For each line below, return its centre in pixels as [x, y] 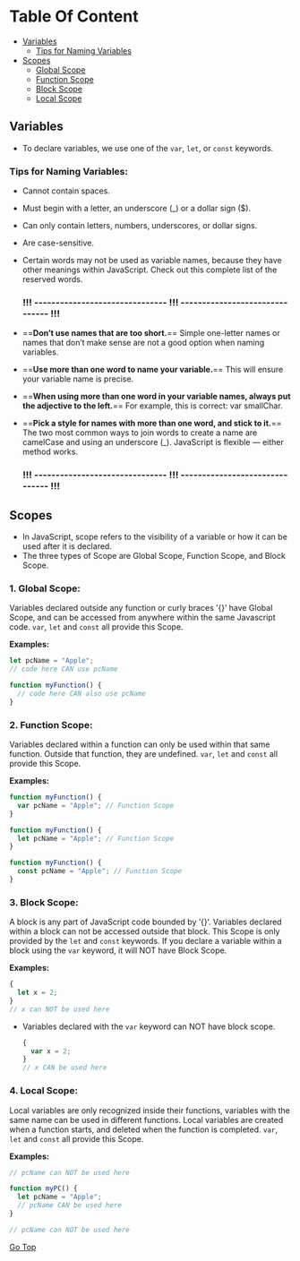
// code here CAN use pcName [64, 669]
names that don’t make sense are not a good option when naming [143, 343]
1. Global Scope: [45, 588]
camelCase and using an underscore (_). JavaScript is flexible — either [153, 442]
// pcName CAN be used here [70, 1205]
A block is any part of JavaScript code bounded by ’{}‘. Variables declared [146, 922]
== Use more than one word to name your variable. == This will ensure [153, 370]
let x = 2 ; [38, 993]
